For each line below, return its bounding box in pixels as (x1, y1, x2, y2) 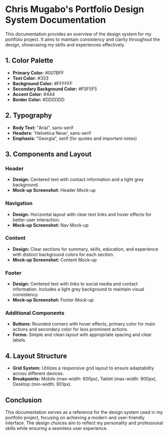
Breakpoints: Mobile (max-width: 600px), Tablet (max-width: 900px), (12, 376, 157, 382)
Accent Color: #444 (12, 91, 55, 97)
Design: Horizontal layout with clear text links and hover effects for (12, 211, 152, 217)
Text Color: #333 (12, 75, 49, 81)
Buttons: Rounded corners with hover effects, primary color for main (12, 321, 155, 327)
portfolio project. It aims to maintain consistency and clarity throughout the (5, 36, 160, 42)
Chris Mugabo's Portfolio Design (5, 4, 144, 15)
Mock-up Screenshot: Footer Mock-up (12, 297, 94, 303)
